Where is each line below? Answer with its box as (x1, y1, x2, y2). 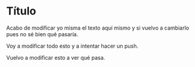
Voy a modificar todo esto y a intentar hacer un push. (6, 42, 139, 49)
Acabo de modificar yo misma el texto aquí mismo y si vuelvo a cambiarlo (6, 24, 190, 31)
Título (6, 4, 36, 18)
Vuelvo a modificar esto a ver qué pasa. (6, 54, 106, 61)
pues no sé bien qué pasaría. (6, 30, 78, 37)
